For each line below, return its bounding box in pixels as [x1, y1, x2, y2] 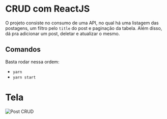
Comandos [5, 45, 41, 54]
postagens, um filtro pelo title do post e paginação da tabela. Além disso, [5, 25, 162, 31]
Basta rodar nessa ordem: [5, 59, 60, 65]
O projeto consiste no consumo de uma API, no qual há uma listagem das [5, 20, 159, 26]
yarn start [12, 74, 36, 80]
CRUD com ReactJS [5, 3, 90, 15]
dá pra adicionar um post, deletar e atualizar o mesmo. [5, 30, 120, 36]
